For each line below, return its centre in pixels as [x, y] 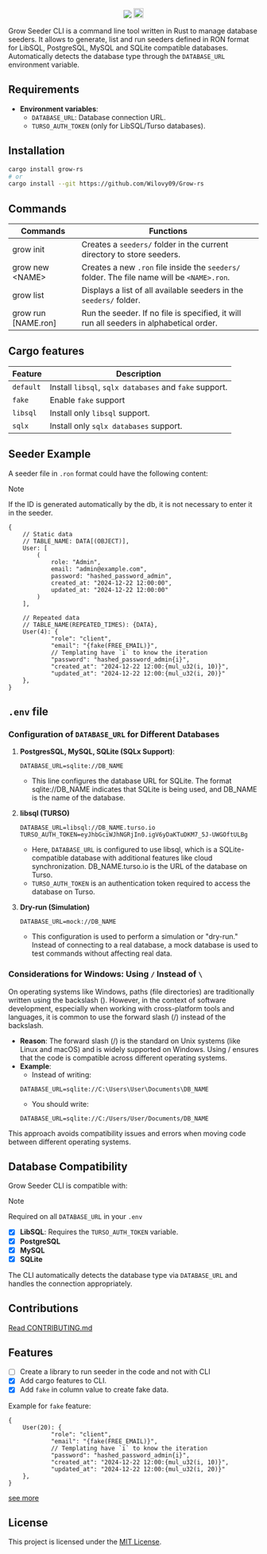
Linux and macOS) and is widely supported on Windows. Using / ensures [139, 1049]
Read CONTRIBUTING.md [50, 1327]
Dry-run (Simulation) [54, 907]
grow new [31, 267]
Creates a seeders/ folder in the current [155, 244]
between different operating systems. [70, 1142]
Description [138, 373]
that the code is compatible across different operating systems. [124, 1057]
